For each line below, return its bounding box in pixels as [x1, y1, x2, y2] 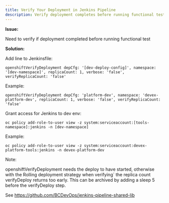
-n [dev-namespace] [48, 124, 89, 129]
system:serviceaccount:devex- [83, 143, 147, 148]
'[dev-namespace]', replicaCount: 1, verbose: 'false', [5, 69, 125, 75]
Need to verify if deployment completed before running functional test [5, 36, 151, 42]
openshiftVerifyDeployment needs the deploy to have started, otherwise [5, 166, 155, 172]
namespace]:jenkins [5, 124, 46, 129]
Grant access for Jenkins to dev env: [5, 110, 81, 116]
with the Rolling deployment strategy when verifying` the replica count [5, 171, 151, 177]
